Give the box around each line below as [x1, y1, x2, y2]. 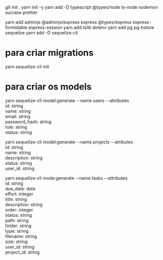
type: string [5, 228, 29, 234]
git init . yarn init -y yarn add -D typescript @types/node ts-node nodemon [5, 4, 158, 10]
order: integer [5, 207, 33, 213]
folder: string [5, 223, 32, 229]
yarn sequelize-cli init [5, 63, 50, 69]
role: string [5, 124, 27, 130]
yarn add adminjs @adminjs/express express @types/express [5, 19, 132, 25]
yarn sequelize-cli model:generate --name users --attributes [5, 97, 129, 104]
